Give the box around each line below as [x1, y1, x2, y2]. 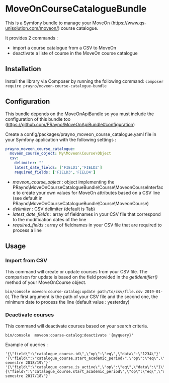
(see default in [12, 195, 43, 201]
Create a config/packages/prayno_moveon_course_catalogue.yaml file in [5, 131, 157, 137]
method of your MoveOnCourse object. [5, 279, 87, 285]
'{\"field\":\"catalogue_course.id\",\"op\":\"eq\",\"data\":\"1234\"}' [5, 351, 161, 356]
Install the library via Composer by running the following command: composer [5, 78, 164, 84]
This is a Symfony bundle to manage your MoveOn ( [5, 20, 113, 26]
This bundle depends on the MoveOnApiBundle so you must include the [5, 111, 154, 117]
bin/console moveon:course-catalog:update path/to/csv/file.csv [5, 289, 143, 294]
